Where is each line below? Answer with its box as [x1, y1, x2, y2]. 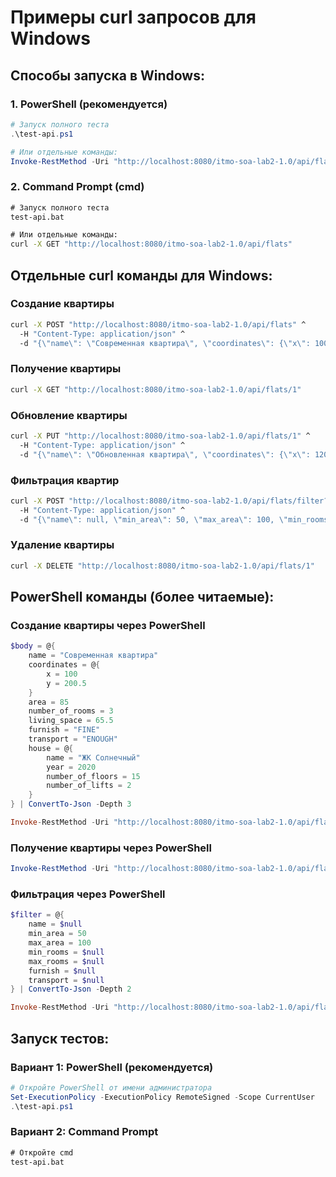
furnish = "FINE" [28, 725, 101, 735]
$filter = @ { [10, 910, 65, 920]
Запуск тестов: [10, 1030, 110, 1047]
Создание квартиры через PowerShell [10, 618, 206, 632]
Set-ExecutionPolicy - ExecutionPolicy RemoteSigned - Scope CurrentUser [10, 1092, 315, 1102]
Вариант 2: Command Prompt [10, 1125, 159, 1139]
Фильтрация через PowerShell [10, 887, 166, 901]
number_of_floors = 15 [46, 771, 141, 781]
